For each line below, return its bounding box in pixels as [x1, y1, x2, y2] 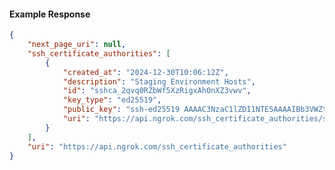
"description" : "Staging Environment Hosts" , [62, 76, 256, 87]
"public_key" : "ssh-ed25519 [62, 105, 181, 115]
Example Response [9, 8, 91, 20]
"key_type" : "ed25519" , [62, 95, 162, 105]
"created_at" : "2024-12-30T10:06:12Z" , [62, 67, 229, 77]
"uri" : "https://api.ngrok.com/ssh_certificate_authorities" [27, 141, 287, 152]
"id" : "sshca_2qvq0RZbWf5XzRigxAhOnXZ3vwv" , [62, 86, 252, 96]
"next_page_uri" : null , [27, 40, 127, 50]
